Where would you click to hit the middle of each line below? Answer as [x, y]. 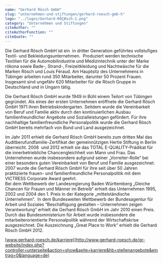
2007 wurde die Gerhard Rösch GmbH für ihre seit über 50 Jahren [71, 168]
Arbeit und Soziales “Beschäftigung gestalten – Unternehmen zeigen [74, 204]
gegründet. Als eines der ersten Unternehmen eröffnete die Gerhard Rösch [80, 101]
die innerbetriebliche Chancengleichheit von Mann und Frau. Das [70, 152]
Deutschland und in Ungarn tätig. [38, 87]
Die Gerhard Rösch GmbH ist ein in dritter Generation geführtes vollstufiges [81, 51]
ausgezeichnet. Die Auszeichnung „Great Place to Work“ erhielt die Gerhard [81, 225]
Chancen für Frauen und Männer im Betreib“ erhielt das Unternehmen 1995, [81, 189]
